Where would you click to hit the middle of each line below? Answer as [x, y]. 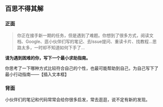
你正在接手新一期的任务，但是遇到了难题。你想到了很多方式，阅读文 [85, 35]
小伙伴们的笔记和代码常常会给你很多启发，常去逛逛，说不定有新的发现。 [77, 99]
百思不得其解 [24, 9]
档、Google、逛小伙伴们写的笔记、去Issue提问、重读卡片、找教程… [85, 41]
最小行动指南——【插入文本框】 [37, 74]
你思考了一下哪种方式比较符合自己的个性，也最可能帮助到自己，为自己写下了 [82, 68]
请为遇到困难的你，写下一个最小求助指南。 [48, 58]
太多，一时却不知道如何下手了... [53, 47]
